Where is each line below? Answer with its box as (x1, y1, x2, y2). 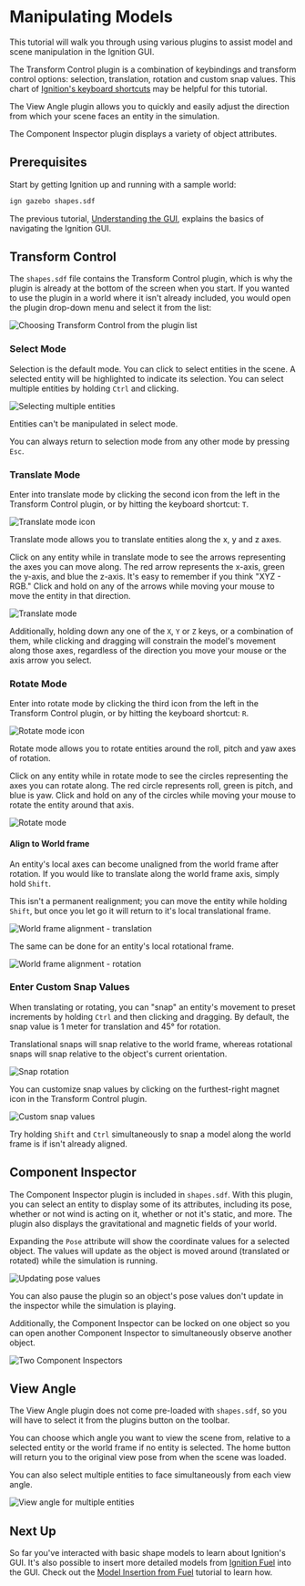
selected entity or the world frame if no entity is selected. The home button (9, 1442, 291, 1453)
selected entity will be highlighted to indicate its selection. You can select (9, 373, 284, 384)
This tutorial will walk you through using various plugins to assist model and (9, 36, 293, 47)
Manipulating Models (9, 6, 173, 27)
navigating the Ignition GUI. (9, 222, 112, 233)
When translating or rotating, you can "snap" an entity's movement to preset (9, 1001, 296, 1013)
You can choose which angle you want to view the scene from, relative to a (9, 1433, 291, 1444)
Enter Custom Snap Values (9, 981, 130, 994)
